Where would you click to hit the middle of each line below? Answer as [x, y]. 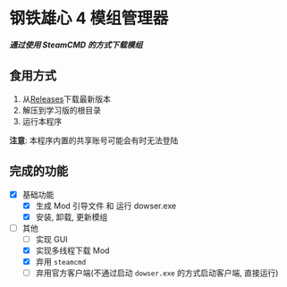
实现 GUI [52, 239]
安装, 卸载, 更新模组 [72, 216]
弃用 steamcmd [61, 261]
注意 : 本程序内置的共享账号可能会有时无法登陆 [94, 140]
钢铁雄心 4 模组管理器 [89, 18]
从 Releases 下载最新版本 [67, 98]
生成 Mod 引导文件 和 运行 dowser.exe [106, 206]
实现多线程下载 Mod [72, 250]
